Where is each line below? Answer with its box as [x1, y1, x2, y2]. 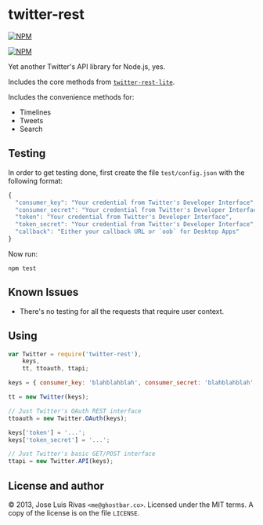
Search [19, 124, 43, 133]
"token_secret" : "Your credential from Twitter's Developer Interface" [15, 221, 254, 228]
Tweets [19, 115, 44, 125]
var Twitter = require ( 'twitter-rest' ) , [8, 350, 142, 358]
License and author [8, 479, 104, 492]
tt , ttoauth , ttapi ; [22, 365, 89, 373]
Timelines [19, 108, 52, 117]
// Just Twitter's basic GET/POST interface [8, 450, 156, 458]
